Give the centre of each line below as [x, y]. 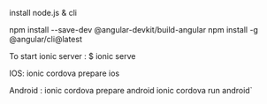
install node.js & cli [43, 13]
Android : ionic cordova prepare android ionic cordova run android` [131, 90]
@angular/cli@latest [46, 39]
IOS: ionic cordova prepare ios [65, 73]
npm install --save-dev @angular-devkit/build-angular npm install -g [134, 30]
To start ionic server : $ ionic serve [72, 56]
